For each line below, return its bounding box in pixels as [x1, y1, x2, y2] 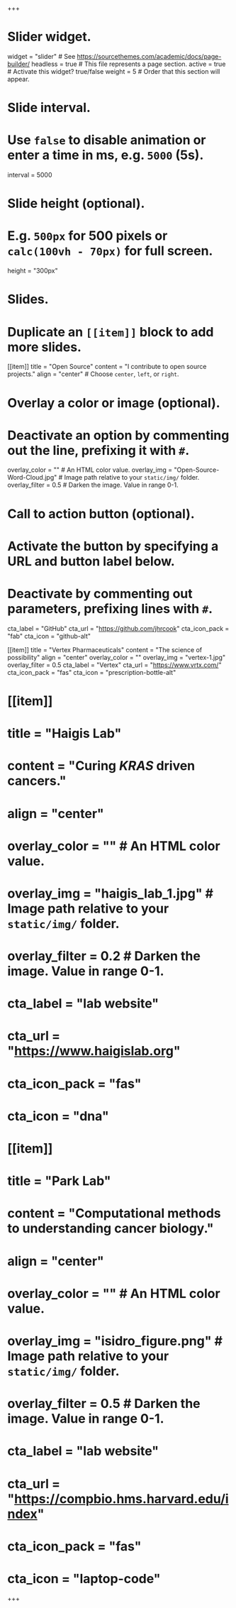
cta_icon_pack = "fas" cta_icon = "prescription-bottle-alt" [7, 668, 176, 676]
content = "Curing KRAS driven [7, 758, 196, 774]
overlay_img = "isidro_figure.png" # [7, 1333, 223, 1349]
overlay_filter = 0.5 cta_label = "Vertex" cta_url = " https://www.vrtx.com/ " [7, 661, 222, 669]
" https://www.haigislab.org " [7, 1043, 181, 1059]
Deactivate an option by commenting [7, 427, 230, 444]
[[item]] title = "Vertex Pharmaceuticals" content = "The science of [7, 645, 203, 654]
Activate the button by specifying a [7, 538, 219, 554]
